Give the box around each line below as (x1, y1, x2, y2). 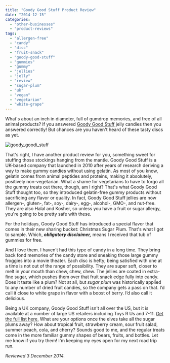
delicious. (5, 295, 25, 302)
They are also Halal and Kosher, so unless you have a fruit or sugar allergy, (5, 206, 161, 212)
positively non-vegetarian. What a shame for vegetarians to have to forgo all (5, 179, 164, 185)
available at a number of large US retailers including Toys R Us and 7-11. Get (5, 311, 163, 317)
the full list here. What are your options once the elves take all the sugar (5, 316, 155, 322)
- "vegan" (10, 92, 30, 97)
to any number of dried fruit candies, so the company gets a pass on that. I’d (5, 285, 165, 291)
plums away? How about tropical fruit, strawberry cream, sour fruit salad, (5, 321, 158, 327)
